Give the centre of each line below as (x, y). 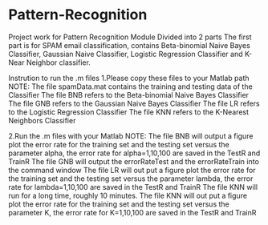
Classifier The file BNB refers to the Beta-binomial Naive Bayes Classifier (129, 94)
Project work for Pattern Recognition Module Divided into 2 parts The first (130, 37)
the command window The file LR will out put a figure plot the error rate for (132, 170)
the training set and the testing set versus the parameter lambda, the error (131, 179)
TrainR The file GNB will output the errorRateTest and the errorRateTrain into (134, 161)
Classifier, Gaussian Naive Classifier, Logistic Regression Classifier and (126, 54)
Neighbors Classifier (42, 120)
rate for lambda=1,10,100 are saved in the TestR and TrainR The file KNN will (133, 187)
